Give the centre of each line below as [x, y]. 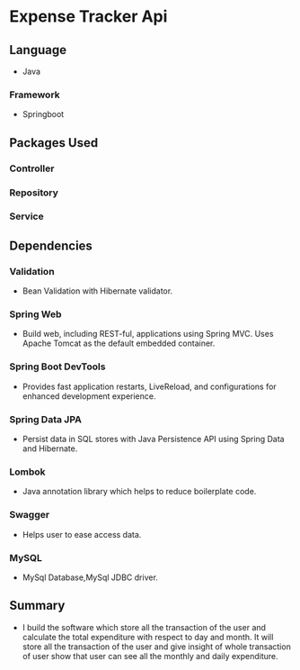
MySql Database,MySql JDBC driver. [90, 577]
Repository [34, 193]
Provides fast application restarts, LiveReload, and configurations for [149, 386]
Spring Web [35, 314]
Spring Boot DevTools [57, 367]
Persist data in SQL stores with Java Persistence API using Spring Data [153, 439]
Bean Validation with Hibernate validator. [97, 291]
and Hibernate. [50, 448]
